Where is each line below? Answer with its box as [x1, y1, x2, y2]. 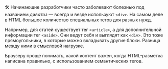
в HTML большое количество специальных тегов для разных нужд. [5, 17, 153, 23]
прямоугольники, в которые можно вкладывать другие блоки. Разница [5, 38, 160, 43]
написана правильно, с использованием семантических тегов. [5, 58, 143, 64]
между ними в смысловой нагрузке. [5, 43, 85, 49]
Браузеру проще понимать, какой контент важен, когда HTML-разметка [5, 53, 163, 58]
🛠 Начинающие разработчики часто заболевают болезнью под [5, 4, 145, 10]
